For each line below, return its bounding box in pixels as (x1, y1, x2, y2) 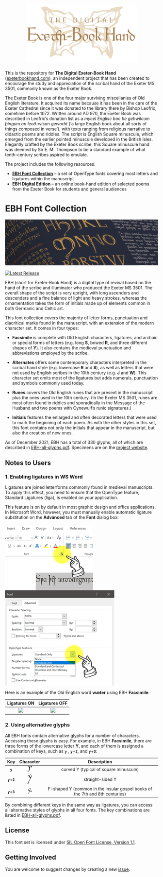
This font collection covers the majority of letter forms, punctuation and (5, 315, 148, 321)
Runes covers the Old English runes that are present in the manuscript (12, 390, 153, 396)
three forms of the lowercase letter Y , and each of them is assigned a (5, 743, 144, 749)
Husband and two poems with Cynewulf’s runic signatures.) (12, 405, 132, 411)
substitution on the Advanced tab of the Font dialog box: (5, 515, 119, 520)
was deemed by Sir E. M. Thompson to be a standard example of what (5, 147, 146, 153)
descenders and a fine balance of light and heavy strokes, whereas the (5, 295, 147, 301)
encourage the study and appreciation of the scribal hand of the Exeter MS (5, 81, 155, 86)
